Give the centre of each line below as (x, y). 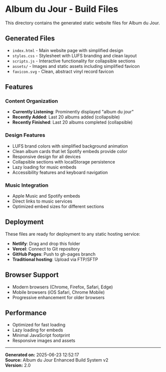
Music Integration (27, 185)
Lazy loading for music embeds (44, 167)
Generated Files (30, 38)
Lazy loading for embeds (38, 330)
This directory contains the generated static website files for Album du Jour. (83, 23)
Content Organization (32, 101)
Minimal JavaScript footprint (41, 335)
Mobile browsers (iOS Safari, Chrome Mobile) (59, 292)
